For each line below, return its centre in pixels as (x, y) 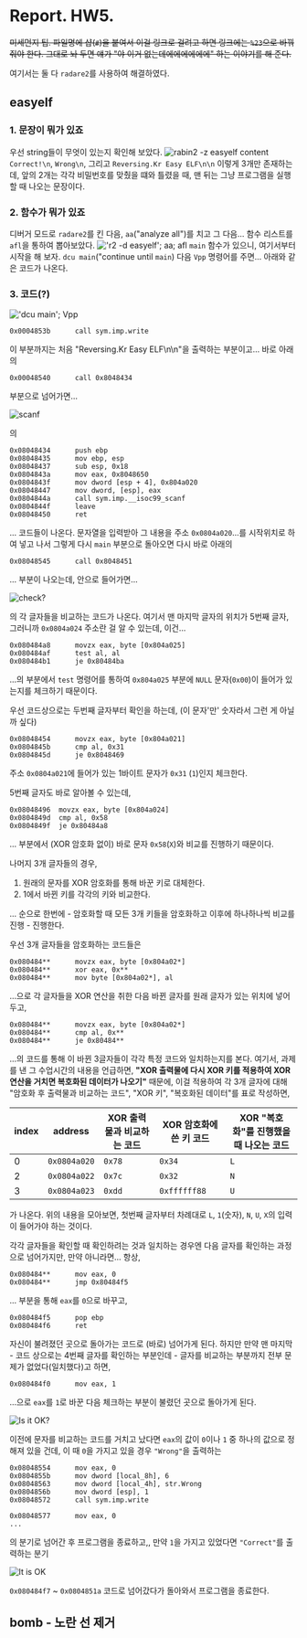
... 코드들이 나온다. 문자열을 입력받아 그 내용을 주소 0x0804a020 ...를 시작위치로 (148, 533)
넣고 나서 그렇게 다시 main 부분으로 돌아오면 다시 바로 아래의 (126, 544)
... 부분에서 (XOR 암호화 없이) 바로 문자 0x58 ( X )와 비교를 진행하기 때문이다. (142, 844)
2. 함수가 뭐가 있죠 (48, 212)
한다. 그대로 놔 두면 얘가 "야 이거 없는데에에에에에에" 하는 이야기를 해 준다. (159, 53)
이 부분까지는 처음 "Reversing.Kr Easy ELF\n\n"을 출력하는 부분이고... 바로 (143, 349)
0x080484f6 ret (49, 1326)
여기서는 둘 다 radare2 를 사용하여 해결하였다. (90, 73)
